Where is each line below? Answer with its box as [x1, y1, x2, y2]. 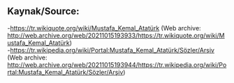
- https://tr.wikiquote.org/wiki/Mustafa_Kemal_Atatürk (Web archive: [7, 24, 201, 32]
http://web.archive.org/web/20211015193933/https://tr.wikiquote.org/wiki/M [7, 31, 225, 39]
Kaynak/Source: [7, 6, 80, 17]
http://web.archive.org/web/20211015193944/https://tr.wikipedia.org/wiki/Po [7, 60, 227, 68]
